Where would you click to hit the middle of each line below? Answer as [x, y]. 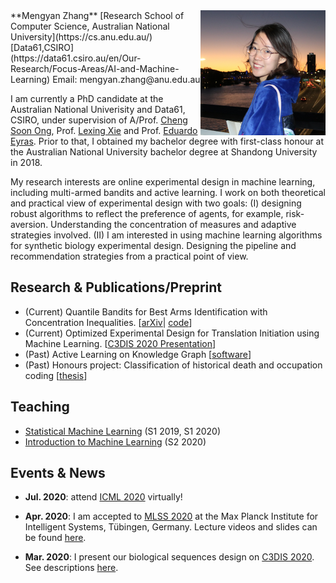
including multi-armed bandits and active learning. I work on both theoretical [168, 192]
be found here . [55, 538]
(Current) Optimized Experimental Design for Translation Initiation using [172, 333]
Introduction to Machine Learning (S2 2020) [115, 441]
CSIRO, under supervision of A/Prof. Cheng [99, 120]
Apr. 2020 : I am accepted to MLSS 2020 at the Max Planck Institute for [171, 516]
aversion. [29, 224]
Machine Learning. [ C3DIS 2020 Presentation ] [120, 343]
